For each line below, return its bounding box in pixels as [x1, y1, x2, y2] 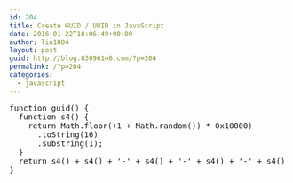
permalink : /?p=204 [9, 63, 82, 72]
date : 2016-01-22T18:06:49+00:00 [9, 29, 133, 38]
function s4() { [18, 111, 90, 122]
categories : [9, 71, 53, 80]
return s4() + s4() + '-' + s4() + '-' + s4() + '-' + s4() [18, 156, 286, 166]
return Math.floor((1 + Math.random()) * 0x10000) [28, 120, 253, 131]
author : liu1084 [9, 37, 69, 47]
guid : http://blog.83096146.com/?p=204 [9, 54, 157, 63]
